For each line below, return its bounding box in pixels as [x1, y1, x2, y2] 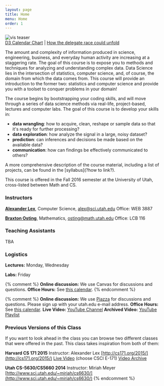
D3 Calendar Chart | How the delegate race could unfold [5, 40, 120, 46]
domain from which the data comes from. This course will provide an [5, 76, 145, 81]
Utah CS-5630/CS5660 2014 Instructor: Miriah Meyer [5, 365, 116, 371]
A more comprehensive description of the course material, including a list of [5, 162, 159, 168]
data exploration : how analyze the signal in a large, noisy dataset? [12, 131, 148, 137]
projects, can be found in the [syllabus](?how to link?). [5, 167, 116, 173]
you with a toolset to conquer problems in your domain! [5, 86, 117, 92]
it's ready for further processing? [12, 126, 80, 132]
